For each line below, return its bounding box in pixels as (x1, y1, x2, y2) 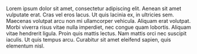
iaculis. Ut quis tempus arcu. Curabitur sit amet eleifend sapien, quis (6, 36, 172, 43)
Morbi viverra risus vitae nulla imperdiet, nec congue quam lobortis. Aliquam (6, 23, 191, 31)
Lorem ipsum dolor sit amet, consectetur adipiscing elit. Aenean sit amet (6, 5, 182, 12)
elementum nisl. (6, 42, 45, 49)
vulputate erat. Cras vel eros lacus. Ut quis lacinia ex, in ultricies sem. (6, 11, 175, 18)
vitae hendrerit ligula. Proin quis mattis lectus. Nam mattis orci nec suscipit (6, 30, 187, 37)
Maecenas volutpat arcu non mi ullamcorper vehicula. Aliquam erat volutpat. (6, 18, 191, 24)
